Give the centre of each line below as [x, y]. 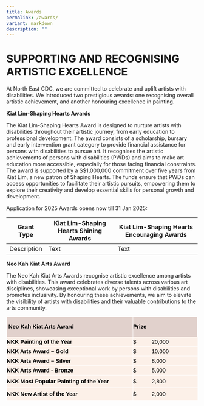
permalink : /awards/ [32, 18]
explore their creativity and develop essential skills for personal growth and [100, 190]
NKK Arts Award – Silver [39, 361]
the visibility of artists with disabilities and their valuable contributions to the [101, 301]
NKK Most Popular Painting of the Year [58, 382]
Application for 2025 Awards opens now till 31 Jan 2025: [77, 208]
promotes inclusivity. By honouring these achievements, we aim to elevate [99, 295]
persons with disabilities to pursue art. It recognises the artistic [85, 151]
